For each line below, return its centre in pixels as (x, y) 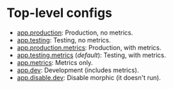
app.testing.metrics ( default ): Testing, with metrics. (91, 55)
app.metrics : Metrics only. (55, 62)
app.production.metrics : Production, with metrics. (89, 47)
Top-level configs (59, 13)
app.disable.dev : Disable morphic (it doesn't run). (89, 77)
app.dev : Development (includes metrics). (78, 70)
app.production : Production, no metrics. (75, 32)
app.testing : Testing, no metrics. (64, 40)
